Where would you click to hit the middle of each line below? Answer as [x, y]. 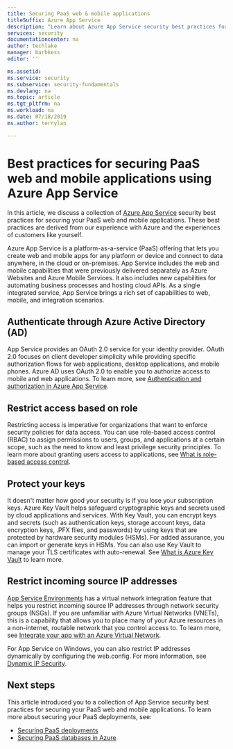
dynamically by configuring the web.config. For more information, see [107, 656]
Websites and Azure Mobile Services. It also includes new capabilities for [112, 277]
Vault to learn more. [35, 559]
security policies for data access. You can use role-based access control [111, 433]
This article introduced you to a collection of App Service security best [108, 702]
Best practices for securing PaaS [103, 163]
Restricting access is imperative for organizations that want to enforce [107, 425]
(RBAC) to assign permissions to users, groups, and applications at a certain [116, 440]
